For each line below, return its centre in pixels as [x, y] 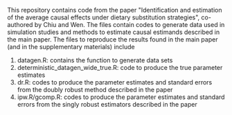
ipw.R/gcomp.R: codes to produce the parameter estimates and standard [121, 97]
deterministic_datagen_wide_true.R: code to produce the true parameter [120, 68]
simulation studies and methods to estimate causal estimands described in [114, 32]
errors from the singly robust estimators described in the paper [107, 104]
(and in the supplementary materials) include [71, 47]
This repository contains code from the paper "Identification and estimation [115, 10]
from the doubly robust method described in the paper [95, 90]
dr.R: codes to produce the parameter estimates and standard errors [115, 82]
